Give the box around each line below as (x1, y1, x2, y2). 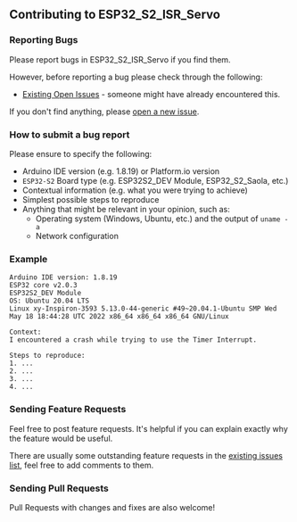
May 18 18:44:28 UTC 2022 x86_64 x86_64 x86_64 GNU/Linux (9, 312, 229, 321)
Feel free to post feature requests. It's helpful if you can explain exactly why (9, 423, 288, 434)
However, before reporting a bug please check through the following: (9, 71, 263, 82)
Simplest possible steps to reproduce (21, 194, 160, 204)
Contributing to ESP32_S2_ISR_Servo (9, 7, 221, 22)
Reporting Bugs (9, 34, 78, 46)
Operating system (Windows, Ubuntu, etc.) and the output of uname (35, 213, 281, 224)
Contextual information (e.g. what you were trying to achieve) (21, 185, 248, 195)
